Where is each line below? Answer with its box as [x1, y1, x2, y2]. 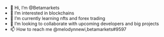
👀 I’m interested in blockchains [10, 10, 75, 16]
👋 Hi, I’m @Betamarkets [10, 5, 60, 10]
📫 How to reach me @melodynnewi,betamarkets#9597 [10, 26, 127, 32]
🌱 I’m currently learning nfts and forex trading [10, 15, 106, 21]
